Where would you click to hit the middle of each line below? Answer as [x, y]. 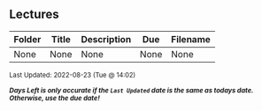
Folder [27, 39]
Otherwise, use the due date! [54, 98]
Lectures [34, 15]
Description [106, 39]
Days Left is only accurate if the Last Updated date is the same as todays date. [131, 90]
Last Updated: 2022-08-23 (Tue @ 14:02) [73, 75]
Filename [191, 39]
